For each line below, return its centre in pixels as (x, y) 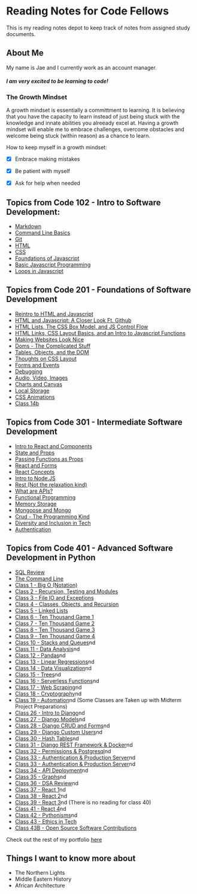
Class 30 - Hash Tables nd (47, 738)
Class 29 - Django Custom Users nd (59, 732)
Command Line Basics (43, 233)
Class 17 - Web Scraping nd (48, 687)
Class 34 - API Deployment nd (51, 770)
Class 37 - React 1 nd (40, 789)
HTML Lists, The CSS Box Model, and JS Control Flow (81, 327)
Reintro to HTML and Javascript (54, 313)
